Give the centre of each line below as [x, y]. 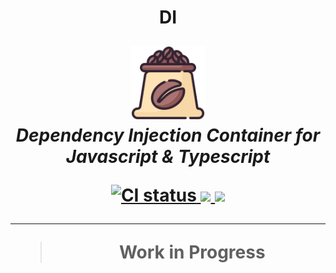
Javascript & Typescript [168, 157]
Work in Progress [192, 252]
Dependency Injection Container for [168, 135]
